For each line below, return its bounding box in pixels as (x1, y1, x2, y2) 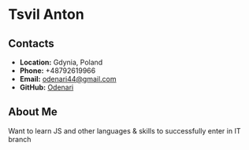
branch (8, 134, 32, 144)
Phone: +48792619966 (19, 66, 96, 75)
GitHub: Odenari (19, 82, 74, 92)
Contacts (8, 37, 55, 50)
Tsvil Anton (8, 5, 84, 24)
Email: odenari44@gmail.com (19, 75, 117, 83)
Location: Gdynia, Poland (19, 57, 103, 67)
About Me (8, 105, 58, 119)
